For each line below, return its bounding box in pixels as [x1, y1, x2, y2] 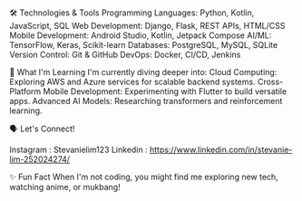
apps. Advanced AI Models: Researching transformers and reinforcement [9, 96, 283, 106]
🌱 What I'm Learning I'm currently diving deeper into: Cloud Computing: [9, 67, 278, 77]
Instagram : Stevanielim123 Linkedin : [9, 144, 148, 155]
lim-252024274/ [9, 154, 71, 165]
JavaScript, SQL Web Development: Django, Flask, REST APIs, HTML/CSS [9, 21, 286, 31]
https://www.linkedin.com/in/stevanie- [149, 144, 293, 155]
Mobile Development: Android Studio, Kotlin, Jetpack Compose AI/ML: [9, 30, 272, 41]
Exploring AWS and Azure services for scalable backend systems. [9, 76, 256, 87]
